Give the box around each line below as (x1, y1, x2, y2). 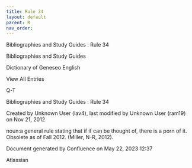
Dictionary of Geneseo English (6, 64, 81, 71)
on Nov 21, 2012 (6, 116, 46, 123)
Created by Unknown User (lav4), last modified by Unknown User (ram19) (6, 110, 186, 117)
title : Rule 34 (6, 8, 44, 15)
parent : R (6, 19, 31, 25)
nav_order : (6, 25, 33, 31)
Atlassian (6, 157, 28, 164)
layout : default (6, 14, 46, 20)
